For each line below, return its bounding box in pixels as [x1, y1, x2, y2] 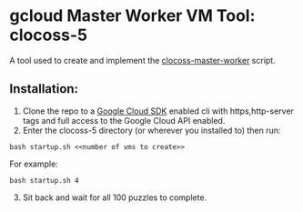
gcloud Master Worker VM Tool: [9, 5, 256, 26]
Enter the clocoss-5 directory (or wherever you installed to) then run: [22, 125, 281, 136]
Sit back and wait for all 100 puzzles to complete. [22, 192, 207, 203]
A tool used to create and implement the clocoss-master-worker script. [9, 55, 276, 66]
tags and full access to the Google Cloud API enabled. [22, 115, 226, 126]
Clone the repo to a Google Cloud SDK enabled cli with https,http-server [22, 106, 294, 116]
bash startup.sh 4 [9, 176, 79, 185]
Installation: [9, 81, 79, 96]
